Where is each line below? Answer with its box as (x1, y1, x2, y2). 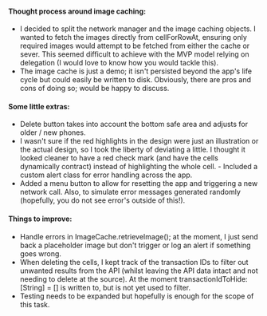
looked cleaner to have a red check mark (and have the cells (19, 153, 219, 163)
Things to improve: (8, 214, 73, 223)
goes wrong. (19, 248, 62, 259)
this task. (19, 299, 50, 309)
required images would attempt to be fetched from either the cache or (19, 41, 250, 51)
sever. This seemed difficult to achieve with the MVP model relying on (19, 49, 249, 59)
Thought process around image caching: (8, 6, 147, 16)
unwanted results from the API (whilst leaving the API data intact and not (19, 266, 258, 275)
